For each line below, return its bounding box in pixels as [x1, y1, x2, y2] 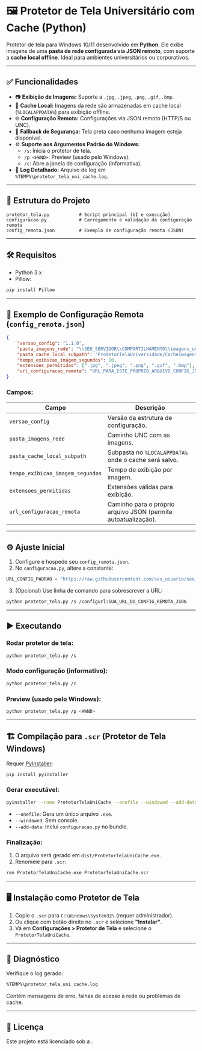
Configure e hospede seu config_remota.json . [14, 558, 130, 566]
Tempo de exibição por [107, 466, 173, 474]
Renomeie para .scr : [14, 858, 67, 865]
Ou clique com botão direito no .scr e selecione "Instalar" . [14, 918, 162, 925]
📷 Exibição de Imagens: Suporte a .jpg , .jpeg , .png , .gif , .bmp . [14, 93, 174, 100]
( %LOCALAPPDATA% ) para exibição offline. [14, 108, 111, 116]
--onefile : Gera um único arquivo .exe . [14, 810, 113, 818]
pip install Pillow [6, 287, 55, 293]
